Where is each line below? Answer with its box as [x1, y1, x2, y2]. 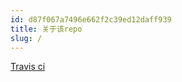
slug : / [10, 33, 43, 43]
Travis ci [10, 61, 46, 73]
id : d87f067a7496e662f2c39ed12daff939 [10, 14, 172, 25]
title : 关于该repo [10, 24, 83, 34]
